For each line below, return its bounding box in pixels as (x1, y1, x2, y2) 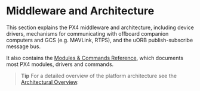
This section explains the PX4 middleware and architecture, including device (6, 24, 194, 31)
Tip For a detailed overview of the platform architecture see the (20, 72, 177, 79)
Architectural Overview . (20, 79, 79, 86)
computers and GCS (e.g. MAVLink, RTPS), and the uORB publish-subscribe (6, 36, 193, 43)
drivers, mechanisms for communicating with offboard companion (6, 30, 169, 37)
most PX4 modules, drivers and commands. (6, 61, 114, 68)
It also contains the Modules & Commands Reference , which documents (6, 54, 184, 61)
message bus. (6, 43, 41, 50)
